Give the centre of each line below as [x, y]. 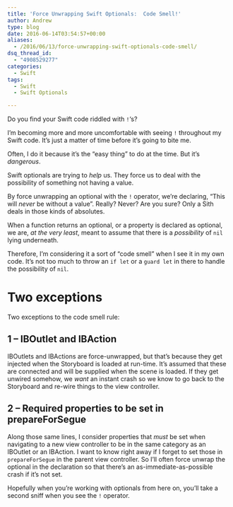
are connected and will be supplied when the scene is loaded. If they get [113, 371]
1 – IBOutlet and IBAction [62, 339]
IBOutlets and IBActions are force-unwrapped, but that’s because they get [115, 356]
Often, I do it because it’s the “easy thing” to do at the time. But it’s [103, 154]
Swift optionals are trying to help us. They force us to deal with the [104, 175]
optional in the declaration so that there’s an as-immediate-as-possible [110, 467]
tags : [15, 80]
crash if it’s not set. [35, 474]
